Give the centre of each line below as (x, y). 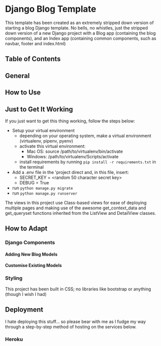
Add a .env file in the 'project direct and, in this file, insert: (70, 172)
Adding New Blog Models (31, 254)
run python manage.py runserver (45, 193)
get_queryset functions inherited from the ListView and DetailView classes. (81, 213)
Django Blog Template (51, 9)
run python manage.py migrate (43, 188)
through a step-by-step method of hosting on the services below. (71, 327)
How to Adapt (26, 229)
